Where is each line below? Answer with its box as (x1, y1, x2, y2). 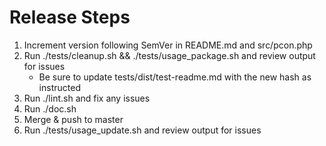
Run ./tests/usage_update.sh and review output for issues (23, 124, 262, 136)
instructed (38, 81, 81, 93)
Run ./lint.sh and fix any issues (23, 92, 151, 104)
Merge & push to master (23, 113, 124, 125)
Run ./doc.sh (23, 102, 77, 115)
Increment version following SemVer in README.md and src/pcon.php (23, 39, 313, 51)
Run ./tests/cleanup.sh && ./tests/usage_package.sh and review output (23, 49, 316, 61)
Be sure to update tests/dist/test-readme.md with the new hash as (38, 71, 312, 83)
